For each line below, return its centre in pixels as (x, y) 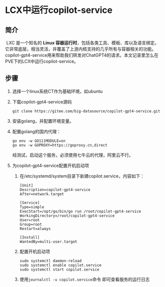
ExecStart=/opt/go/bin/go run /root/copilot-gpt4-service (80, 211)
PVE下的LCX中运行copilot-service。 (42, 61)
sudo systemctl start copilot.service (59, 269)
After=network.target (42, 194)
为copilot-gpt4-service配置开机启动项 (51, 165)
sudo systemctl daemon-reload (51, 261)
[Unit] (26, 185)
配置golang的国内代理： (36, 131)
